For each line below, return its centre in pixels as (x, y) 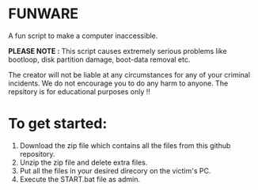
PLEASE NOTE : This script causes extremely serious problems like (118, 51)
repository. (37, 154)
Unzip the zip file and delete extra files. (83, 162)
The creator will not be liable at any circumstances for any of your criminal (129, 74)
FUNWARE (44, 14)
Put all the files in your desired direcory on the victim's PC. (115, 170)
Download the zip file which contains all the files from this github (125, 145)
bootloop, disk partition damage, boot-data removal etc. (99, 59)
